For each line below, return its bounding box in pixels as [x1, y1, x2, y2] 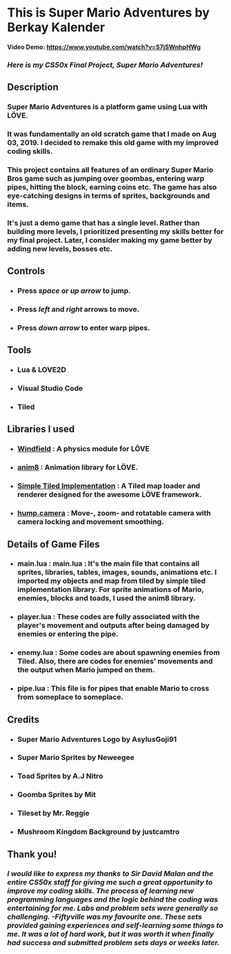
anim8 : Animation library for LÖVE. [17, 463, 139, 473]
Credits [7, 714, 40, 725]
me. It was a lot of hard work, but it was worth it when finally [7, 929, 214, 939]
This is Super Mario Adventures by [7, 5, 210, 21]
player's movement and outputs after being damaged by [17, 620, 210, 630]
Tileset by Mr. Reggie [17, 808, 90, 818]
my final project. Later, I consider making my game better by [7, 235, 212, 245]
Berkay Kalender [7, 19, 106, 35]
